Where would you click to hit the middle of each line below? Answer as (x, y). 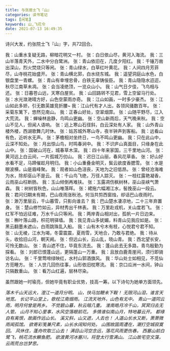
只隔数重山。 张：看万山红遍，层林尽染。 (48, 271)
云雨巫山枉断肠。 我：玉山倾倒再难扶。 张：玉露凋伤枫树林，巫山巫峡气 (80, 182)
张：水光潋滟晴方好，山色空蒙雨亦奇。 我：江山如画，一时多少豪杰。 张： (82, 99)
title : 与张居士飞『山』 (28, 10)
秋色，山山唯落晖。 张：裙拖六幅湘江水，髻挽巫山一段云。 (98, 188)
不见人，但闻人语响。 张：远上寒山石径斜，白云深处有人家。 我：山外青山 (86, 125)
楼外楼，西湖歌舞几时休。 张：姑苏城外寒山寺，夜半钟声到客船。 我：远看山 (84, 131)
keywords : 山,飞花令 (25, 24)
